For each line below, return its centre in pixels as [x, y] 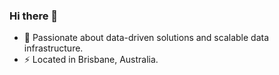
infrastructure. [53, 48]
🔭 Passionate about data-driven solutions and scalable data [146, 38]
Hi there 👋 [34, 16]
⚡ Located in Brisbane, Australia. [91, 60]
